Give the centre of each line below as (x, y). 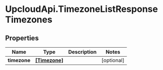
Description (82, 52)
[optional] (113, 60)
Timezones (29, 20)
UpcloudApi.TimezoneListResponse (82, 9)
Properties (22, 38)
